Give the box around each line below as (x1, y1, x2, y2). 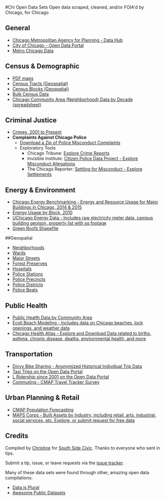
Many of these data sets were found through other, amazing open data (5, 469, 150, 475)
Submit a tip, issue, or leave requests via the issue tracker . (5, 460, 124, 466)
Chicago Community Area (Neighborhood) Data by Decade (12, 96, 133, 102)
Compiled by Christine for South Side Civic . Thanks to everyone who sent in (5, 445, 160, 451)
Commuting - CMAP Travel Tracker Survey (12, 379, 100, 385)
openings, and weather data (12, 325, 70, 331)
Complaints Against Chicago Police (12, 134, 87, 141)
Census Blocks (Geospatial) (12, 85, 69, 91)
